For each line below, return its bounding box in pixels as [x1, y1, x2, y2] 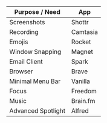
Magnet [71, 48, 94, 56]
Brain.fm [71, 97, 96, 105]
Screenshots [9, 18, 45, 26]
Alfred [71, 107, 89, 115]
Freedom [71, 87, 97, 95]
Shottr [71, 18, 89, 26]
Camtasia [71, 28, 99, 36]
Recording [9, 28, 39, 36]
